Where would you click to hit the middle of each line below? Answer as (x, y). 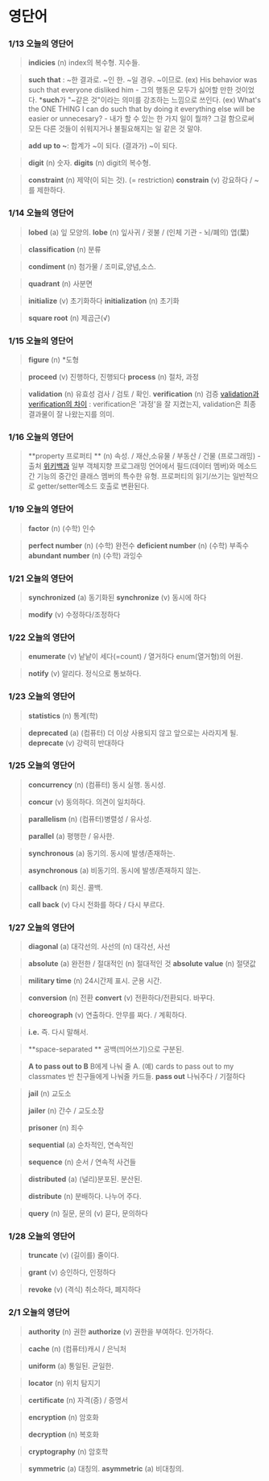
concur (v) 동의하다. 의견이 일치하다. (87, 802)
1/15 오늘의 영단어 (41, 341)
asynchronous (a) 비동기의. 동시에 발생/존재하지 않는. (114, 870)
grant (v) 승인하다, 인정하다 (72, 1272)
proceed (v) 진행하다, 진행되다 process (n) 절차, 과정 (114, 377)
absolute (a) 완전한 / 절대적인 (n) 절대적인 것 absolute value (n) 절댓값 (142, 964)
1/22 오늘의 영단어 (42, 637)
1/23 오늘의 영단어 (42, 696)
